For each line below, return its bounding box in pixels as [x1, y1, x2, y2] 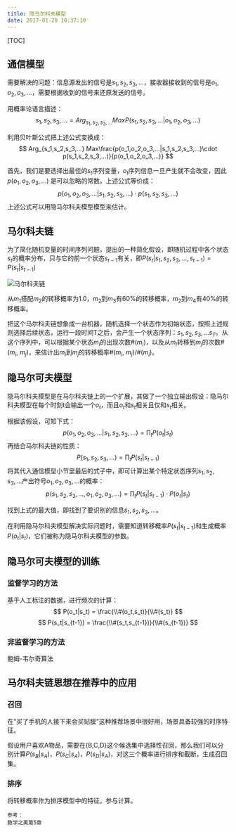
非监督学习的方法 [7, 637, 65, 647]
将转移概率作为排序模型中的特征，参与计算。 [7, 796, 137, 805]
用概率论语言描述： [7, 104, 63, 113]
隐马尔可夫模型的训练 [7, 556, 100, 568]
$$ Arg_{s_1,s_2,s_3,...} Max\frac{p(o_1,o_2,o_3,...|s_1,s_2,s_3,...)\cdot [18, 145, 218, 153]
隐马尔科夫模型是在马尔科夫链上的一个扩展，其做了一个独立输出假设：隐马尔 [7, 392, 229, 400]
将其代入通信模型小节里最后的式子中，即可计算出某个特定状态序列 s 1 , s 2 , [7, 467, 215, 477]
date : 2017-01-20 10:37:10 [7, 17, 86, 24]
